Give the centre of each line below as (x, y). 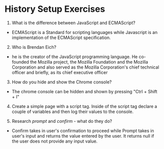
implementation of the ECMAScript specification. (61, 37)
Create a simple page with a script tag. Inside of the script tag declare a (84, 106)
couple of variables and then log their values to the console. (73, 112)
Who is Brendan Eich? (34, 47)
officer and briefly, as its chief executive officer (60, 72)
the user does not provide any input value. (55, 141)
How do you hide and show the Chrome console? (62, 82)
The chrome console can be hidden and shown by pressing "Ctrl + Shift (84, 91)
